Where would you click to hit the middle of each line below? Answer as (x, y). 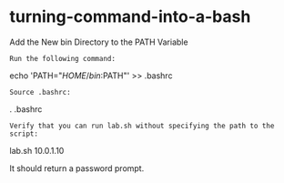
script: (24, 134)
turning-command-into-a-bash (130, 17)
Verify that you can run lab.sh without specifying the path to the (142, 126)
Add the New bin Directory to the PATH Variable (99, 42)
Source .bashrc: (40, 92)
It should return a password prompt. (77, 168)
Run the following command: (63, 58)
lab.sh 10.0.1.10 (37, 150)
